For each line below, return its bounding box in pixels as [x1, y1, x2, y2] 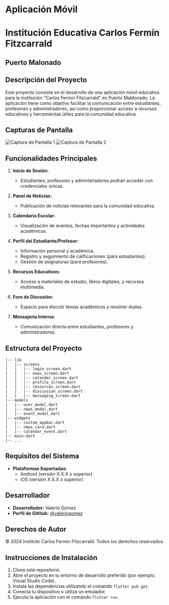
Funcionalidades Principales [5, 154, 97, 163]
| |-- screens [5, 362, 40, 367]
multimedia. [20, 284, 45, 290]
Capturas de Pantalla [5, 125, 73, 134]
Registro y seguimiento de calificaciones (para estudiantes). [20, 253, 147, 259]
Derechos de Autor [5, 525, 67, 534]
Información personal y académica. [20, 248, 95, 254]
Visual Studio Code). [12, 578, 56, 584]
